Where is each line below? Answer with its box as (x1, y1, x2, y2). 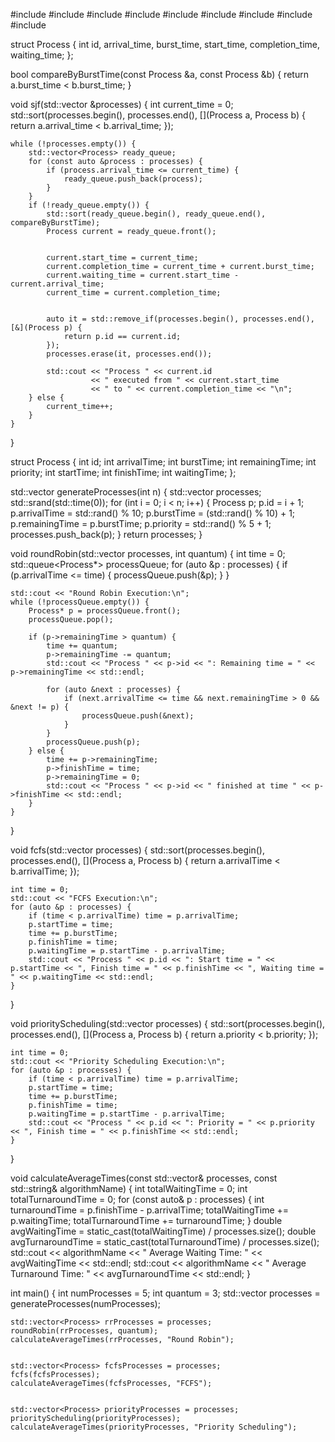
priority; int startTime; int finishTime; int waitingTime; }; (10, 467, 237, 478)
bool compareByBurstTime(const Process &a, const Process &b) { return (10, 69, 309, 80)
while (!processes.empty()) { (10, 139, 137, 149)
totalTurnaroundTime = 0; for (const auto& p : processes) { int (10, 1194, 265, 1205)
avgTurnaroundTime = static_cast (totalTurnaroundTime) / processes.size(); (10, 1236, 320, 1248)
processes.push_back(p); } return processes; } (10, 529, 203, 540)
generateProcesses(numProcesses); (10, 1298, 161, 1309)
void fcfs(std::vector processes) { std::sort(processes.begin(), (10, 844, 265, 856)
